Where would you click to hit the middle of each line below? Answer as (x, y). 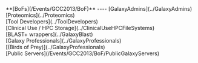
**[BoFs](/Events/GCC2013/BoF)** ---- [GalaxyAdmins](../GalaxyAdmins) (99, 9)
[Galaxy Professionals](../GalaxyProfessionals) (64, 40)
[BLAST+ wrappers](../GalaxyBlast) (49, 34)
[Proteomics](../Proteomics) (40, 15)
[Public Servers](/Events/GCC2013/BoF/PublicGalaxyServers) (83, 53)
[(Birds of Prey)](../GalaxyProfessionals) (55, 47)
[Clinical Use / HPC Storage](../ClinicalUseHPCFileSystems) (80, 28)
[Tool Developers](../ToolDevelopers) (52, 22)
